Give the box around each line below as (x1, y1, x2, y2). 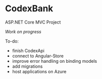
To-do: (5, 38, 19, 44)
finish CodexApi (12, 48, 45, 53)
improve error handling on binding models (12, 58, 97, 64)
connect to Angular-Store (12, 53, 64, 59)
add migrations (12, 63, 43, 69)
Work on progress (5, 28, 42, 34)
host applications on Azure (12, 68, 67, 74)
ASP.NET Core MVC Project (5, 19, 61, 25)
